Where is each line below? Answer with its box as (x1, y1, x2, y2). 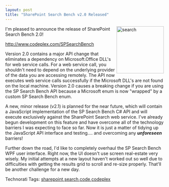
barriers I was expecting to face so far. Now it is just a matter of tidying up (5, 124, 159, 131)
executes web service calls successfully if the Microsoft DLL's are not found (5, 77, 163, 83)
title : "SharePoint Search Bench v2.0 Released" (5, 12, 109, 17)
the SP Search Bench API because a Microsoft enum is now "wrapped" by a (5, 88, 162, 94)
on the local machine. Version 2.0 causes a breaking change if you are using (5, 82, 163, 88)
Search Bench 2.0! (5, 31, 44, 37)
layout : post (5, 7, 33, 13)
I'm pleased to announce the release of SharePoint (5, 26, 111, 32)
